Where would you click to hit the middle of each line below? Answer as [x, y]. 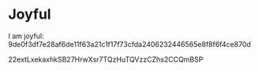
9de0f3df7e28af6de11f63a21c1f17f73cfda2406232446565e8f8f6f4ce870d [129, 44]
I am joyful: [26, 36]
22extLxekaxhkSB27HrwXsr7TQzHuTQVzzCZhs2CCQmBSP [106, 59]
